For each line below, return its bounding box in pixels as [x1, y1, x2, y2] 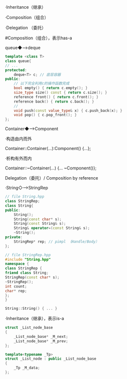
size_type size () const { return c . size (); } [14, 90, 108, 95]
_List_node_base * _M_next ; [14, 334, 68, 339]
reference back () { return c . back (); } [14, 99, 95, 104]
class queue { [5, 59, 32, 63]
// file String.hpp [5, 194, 45, 199]
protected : [5, 67, 27, 73]
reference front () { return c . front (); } [14, 94, 98, 99]
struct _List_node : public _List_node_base [5, 356, 96, 362]
